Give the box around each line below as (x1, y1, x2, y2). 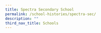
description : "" (5, 16, 39, 21)
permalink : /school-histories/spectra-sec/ (5, 12, 97, 16)
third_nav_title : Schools (5, 20, 58, 26)
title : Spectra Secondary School (5, 7, 74, 12)
